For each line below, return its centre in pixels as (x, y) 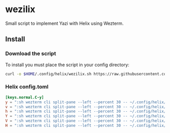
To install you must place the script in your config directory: (67, 65)
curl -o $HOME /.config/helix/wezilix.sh (49, 74)
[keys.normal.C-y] (25, 97)
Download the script (31, 54)
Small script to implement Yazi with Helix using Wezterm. (65, 23)
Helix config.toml (27, 87)
